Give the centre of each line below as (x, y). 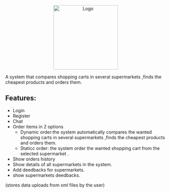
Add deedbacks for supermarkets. (49, 170)
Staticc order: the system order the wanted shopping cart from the (90, 148)
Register (21, 116)
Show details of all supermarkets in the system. (62, 164)
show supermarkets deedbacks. (46, 175)
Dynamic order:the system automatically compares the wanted (86, 132)
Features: (21, 98)
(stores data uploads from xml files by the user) (55, 185)
